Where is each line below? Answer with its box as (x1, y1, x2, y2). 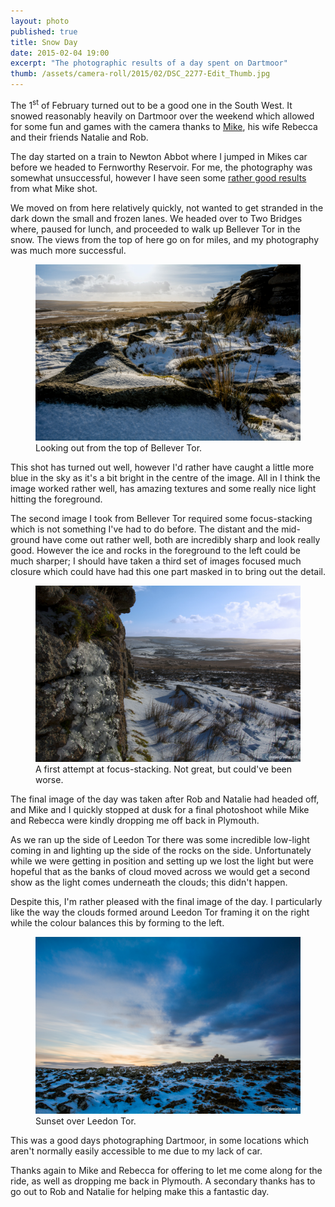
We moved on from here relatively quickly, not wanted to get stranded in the (10, 201, 324, 214)
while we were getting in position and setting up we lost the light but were (10, 855, 314, 867)
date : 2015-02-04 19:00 (10, 48, 110, 58)
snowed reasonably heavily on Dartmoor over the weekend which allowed (10, 110, 315, 122)
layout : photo (10, 16, 70, 26)
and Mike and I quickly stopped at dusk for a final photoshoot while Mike (10, 804, 310, 816)
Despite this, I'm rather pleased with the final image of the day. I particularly (10, 896, 323, 908)
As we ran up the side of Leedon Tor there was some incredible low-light (10, 834, 310, 846)
